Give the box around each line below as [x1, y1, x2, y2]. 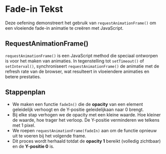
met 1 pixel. [12, 122, 36, 128]
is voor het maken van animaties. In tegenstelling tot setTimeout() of [5, 58, 144, 64]
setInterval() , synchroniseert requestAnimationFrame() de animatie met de [5, 63, 160, 69]
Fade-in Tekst [5, 3, 63, 15]
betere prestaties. [5, 73, 41, 80]
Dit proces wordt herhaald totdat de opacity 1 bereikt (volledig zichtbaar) [12, 138, 161, 144]
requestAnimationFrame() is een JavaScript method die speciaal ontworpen [5, 52, 158, 58]
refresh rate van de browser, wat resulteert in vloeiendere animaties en [5, 68, 150, 74]
